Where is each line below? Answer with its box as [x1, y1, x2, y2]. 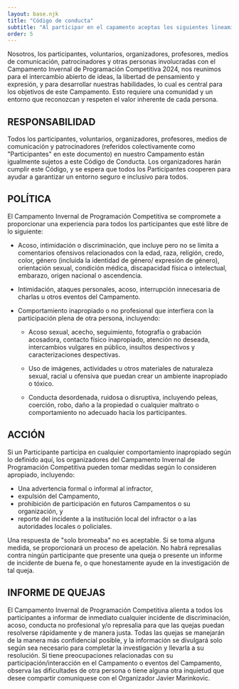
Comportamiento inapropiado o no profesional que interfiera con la [17, 306, 214, 315]
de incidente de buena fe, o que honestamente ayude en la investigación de [7, 558, 230, 567]
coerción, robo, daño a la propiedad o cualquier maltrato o [28, 400, 199, 409]
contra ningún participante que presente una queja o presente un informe [7, 551, 223, 559]
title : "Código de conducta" [7, 17, 94, 24]
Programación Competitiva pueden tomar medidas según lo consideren [7, 463, 217, 471]
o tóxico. [28, 379, 54, 388]
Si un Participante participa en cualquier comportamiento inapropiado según [7, 448, 231, 456]
